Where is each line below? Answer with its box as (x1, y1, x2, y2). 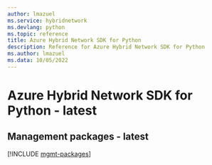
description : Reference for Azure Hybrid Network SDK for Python (7, 43, 205, 50)
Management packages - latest (7, 131, 149, 143)
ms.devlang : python (7, 23, 65, 31)
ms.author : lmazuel (7, 50, 65, 58)
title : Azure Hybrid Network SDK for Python (7, 37, 142, 44)
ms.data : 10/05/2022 (7, 57, 69, 64)
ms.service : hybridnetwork (7, 17, 88, 24)
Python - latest (7, 102, 97, 118)
